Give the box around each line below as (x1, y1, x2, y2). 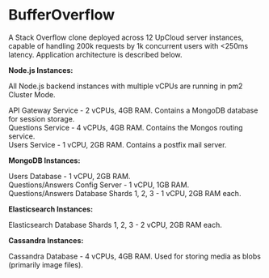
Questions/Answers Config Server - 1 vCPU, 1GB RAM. (8, 180, 190, 190)
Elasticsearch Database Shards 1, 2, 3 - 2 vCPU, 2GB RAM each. (8, 220, 222, 229)
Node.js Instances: (8, 65, 74, 75)
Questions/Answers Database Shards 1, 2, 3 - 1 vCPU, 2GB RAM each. (8, 188, 242, 198)
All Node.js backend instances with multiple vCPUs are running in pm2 (8, 81, 243, 91)
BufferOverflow (8, 6, 116, 24)
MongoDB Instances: (8, 156, 81, 165)
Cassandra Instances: (8, 235, 84, 245)
